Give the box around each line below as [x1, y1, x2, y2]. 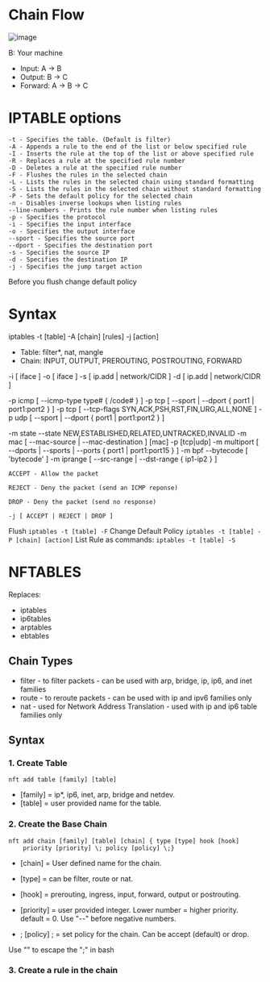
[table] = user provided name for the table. [19, 798, 162, 808]
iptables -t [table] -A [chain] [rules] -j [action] [8, 331, 159, 341]
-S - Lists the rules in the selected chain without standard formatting [8, 185, 262, 193]
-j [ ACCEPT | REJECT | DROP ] [8, 512, 114, 520]
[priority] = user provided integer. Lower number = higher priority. [19, 905, 239, 914]
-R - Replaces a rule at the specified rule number [8, 156, 185, 164]
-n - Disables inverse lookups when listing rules [8, 199, 182, 207]
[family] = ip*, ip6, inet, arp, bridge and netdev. [19, 790, 176, 800]
